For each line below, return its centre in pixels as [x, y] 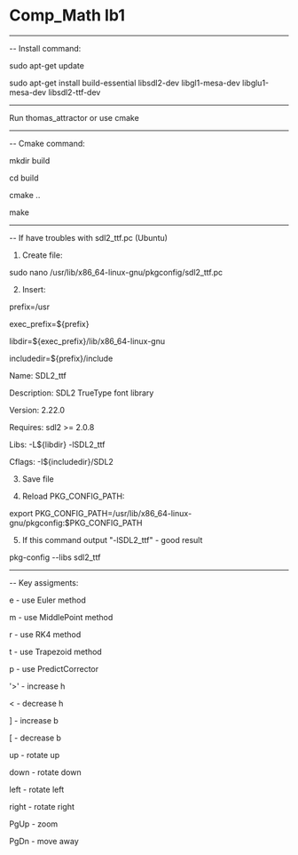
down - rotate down [45, 772]
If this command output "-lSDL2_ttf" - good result [112, 539]
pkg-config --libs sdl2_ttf [55, 557]
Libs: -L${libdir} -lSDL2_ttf [57, 444]
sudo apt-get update [47, 65]
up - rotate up [35, 755]
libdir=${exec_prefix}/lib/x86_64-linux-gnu [87, 341]
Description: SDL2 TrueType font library [82, 393]
